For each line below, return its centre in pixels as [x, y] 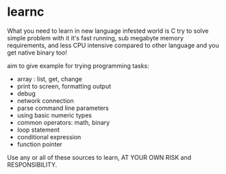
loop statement [38, 130]
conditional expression [49, 136]
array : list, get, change [50, 78]
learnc [26, 12]
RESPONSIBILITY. [32, 164]
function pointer [40, 144]
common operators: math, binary [63, 122]
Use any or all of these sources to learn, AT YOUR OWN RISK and [99, 157]
